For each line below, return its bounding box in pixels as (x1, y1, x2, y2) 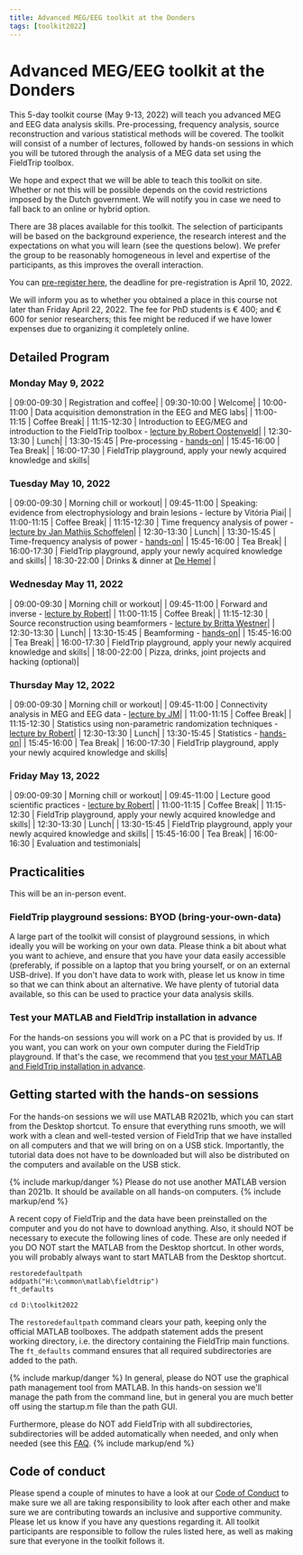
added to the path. (9, 1355, 78, 1365)
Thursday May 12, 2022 (9, 678, 115, 691)
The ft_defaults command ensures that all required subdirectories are (9, 1345, 272, 1355)
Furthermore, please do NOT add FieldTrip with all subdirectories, (9, 1419, 253, 1429)
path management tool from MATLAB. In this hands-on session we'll (9, 1382, 262, 1392)
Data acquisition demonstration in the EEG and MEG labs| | (34, 407, 253, 418)
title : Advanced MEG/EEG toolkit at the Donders (9, 13, 196, 23)
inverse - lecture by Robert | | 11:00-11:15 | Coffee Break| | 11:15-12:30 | (9, 608, 269, 619)
